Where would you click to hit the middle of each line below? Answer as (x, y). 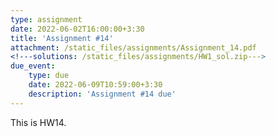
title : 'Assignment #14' (62, 38)
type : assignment (46, 19)
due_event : (33, 66)
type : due (49, 76)
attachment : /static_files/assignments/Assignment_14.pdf (133, 47)
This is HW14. (38, 122)
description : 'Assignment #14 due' (102, 94)
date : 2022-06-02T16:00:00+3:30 (77, 29)
